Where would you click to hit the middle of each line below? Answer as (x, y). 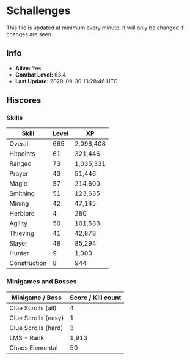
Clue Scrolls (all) (33, 308)
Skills (15, 118)
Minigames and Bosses (42, 282)
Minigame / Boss (37, 298)
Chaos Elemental (34, 348)
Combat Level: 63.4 (41, 75)
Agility (19, 223)
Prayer (19, 174)
